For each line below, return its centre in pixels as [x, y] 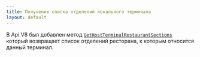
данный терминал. [30, 47]
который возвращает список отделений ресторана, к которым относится [100, 41]
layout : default [26, 17]
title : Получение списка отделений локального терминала [79, 12]
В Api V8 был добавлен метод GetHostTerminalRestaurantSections [89, 34]
